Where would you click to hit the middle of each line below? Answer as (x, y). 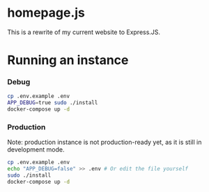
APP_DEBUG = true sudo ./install (53, 103)
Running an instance (68, 60)
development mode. (36, 150)
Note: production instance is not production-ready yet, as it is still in (104, 142)
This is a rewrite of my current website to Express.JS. (84, 32)
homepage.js (46, 13)
